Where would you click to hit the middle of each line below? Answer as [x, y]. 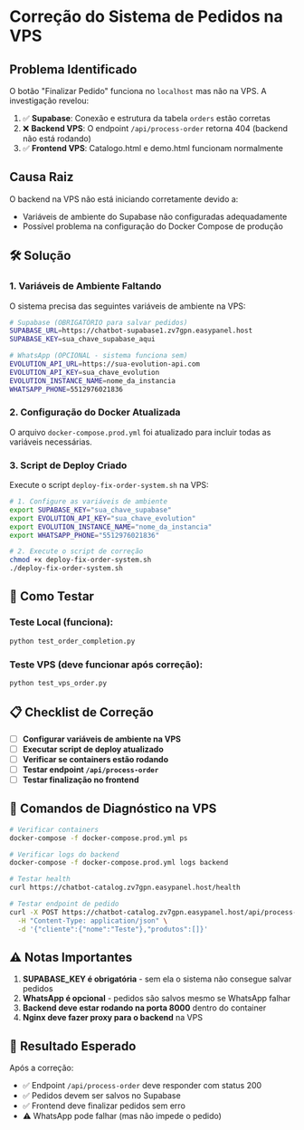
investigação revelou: [49, 101]
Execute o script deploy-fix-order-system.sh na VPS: [109, 485]
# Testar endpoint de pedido [64, 904]
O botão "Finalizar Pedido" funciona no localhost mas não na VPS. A [138, 91]
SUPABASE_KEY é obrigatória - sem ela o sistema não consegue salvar [157, 979]
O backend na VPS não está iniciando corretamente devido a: [124, 199]
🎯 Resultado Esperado [73, 1046]
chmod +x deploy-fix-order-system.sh [81, 560]
